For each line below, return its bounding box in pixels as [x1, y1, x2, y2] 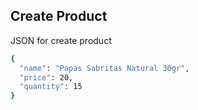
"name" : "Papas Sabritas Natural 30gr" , [19, 63, 190, 73]
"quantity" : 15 [19, 82, 83, 92]
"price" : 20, [19, 72, 74, 83]
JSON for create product [10, 34, 112, 46]
